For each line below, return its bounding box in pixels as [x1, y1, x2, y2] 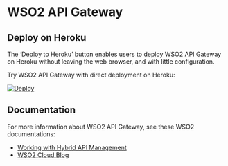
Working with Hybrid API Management [17, 143, 127, 151]
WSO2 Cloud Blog [17, 150, 69, 159]
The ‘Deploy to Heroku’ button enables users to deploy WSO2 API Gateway [7, 50, 222, 58]
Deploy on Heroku [7, 32, 87, 44]
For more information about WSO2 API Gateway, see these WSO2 [7, 122, 195, 131]
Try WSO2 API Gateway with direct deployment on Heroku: [7, 71, 175, 79]
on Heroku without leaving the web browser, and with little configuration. [7, 57, 215, 66]
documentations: [7, 129, 55, 138]
